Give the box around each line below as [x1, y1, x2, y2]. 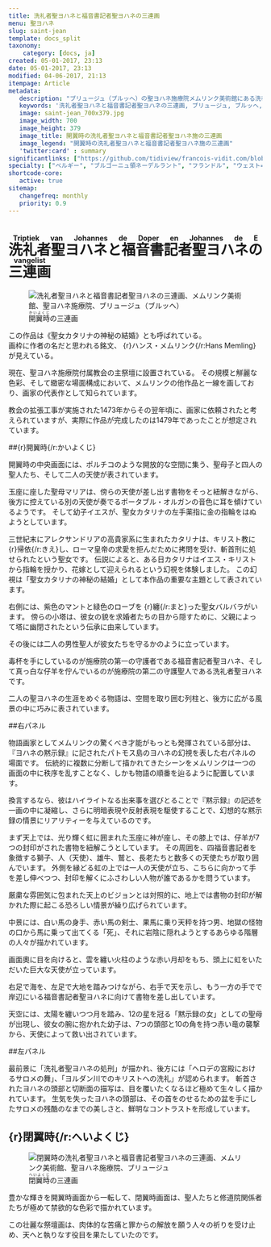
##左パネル [8, 1046, 46, 1057]
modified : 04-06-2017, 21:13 [8, 72, 106, 80]
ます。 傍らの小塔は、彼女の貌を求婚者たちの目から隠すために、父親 [8, 612, 236, 622]
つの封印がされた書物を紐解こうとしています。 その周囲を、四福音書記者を [8, 843, 257, 853]
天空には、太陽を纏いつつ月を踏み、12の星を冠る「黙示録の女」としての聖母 [8, 1009, 263, 1019]
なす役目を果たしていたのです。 [57, 1230, 163, 1240]
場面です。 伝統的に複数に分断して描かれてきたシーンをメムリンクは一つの [8, 758, 256, 768]
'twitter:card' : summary [19, 147, 106, 155]
